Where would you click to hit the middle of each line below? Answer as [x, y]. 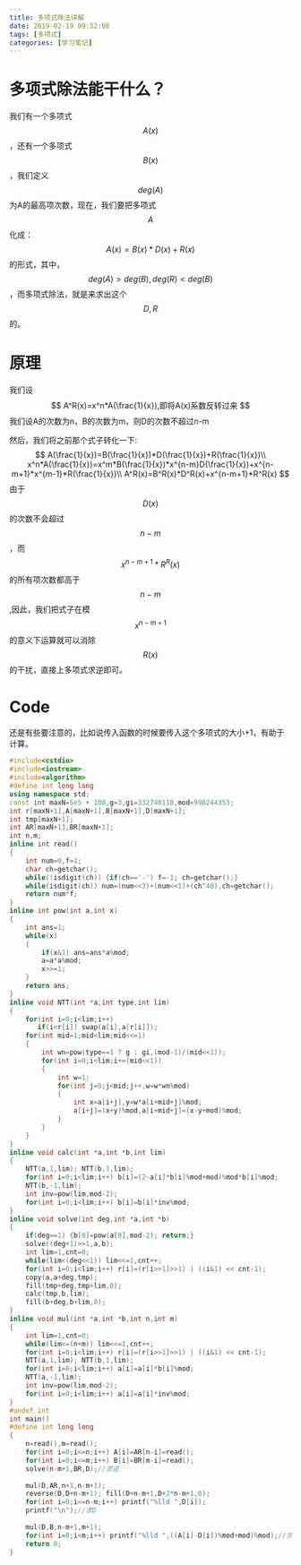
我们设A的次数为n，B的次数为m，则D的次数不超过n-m [109, 421]
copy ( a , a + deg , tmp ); [62, 1277]
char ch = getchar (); [62, 869]
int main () [30, 1419]
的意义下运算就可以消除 [52, 641]
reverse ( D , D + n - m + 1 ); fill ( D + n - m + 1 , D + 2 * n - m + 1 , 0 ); [118, 1494]
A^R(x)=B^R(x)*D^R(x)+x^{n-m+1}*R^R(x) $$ [206, 474]
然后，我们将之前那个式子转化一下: [73, 441]
